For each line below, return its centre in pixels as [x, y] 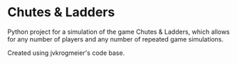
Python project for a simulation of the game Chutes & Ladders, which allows [118, 32]
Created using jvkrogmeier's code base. [66, 53]
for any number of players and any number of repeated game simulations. [116, 39]
